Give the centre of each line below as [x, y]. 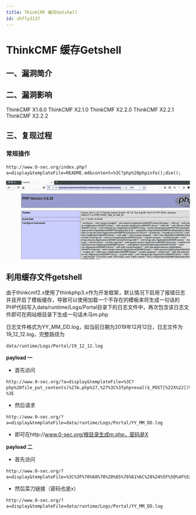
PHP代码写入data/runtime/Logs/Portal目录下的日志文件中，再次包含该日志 [95, 307]
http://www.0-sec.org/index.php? [47, 167]
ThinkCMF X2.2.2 [27, 116]
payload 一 [20, 358]
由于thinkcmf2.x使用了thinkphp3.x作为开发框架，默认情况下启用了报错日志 [96, 292]
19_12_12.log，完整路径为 [36, 334]
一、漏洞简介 [29, 73]
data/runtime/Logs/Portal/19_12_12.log [55, 346]
